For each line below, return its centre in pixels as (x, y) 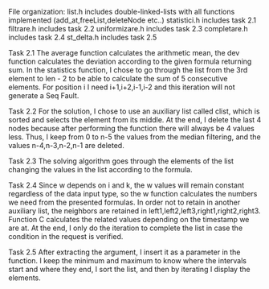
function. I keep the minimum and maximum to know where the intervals (128, 260)
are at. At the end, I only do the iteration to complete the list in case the (126, 228)
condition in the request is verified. (66, 236)
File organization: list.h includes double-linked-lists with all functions (122, 12)
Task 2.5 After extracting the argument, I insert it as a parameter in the (124, 252)
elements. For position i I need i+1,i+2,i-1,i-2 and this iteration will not (122, 87)
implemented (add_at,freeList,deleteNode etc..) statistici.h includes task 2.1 (132, 20)
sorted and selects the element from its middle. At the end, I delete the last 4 (135, 120)
